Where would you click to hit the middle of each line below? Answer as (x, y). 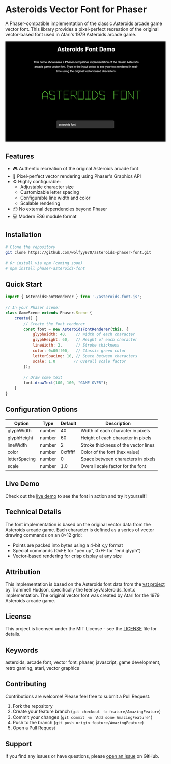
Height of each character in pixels (116, 438)
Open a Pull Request (34, 728)
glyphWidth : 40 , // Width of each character (84, 335)
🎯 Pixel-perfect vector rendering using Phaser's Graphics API (77, 176)
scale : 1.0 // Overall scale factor (79, 361)
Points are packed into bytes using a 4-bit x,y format (68, 545)
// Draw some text (43, 378)
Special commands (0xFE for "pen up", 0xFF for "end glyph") (77, 550)
